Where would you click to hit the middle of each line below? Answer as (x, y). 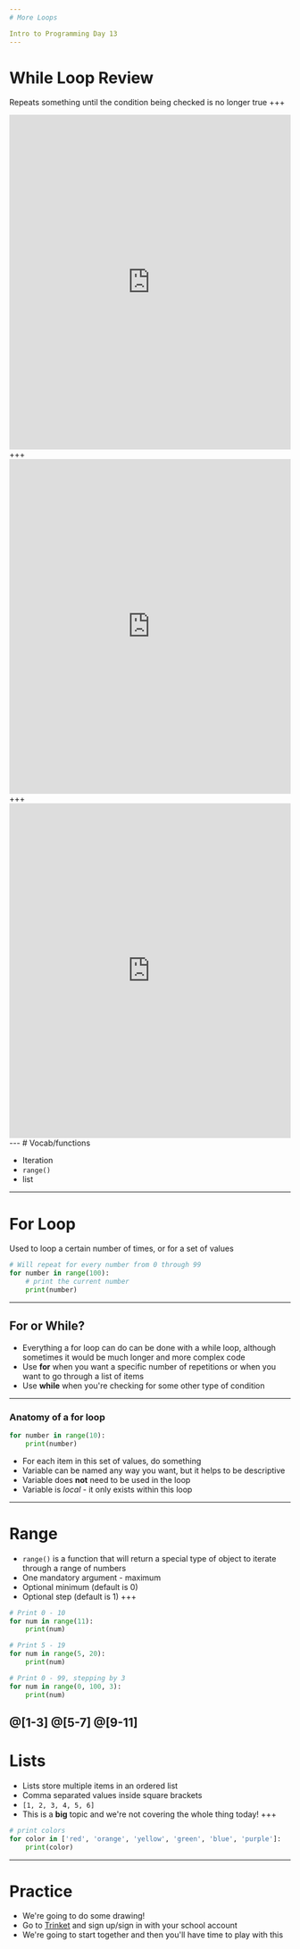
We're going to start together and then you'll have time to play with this (153, 1935)
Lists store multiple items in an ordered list (100, 1786)
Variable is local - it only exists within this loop (107, 1489)
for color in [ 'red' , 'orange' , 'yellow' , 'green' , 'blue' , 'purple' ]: (145, 1839)
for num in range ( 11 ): (51, 1621)
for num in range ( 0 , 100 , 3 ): (66, 1687)
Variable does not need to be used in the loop (106, 1479)
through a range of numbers (74, 1568)
